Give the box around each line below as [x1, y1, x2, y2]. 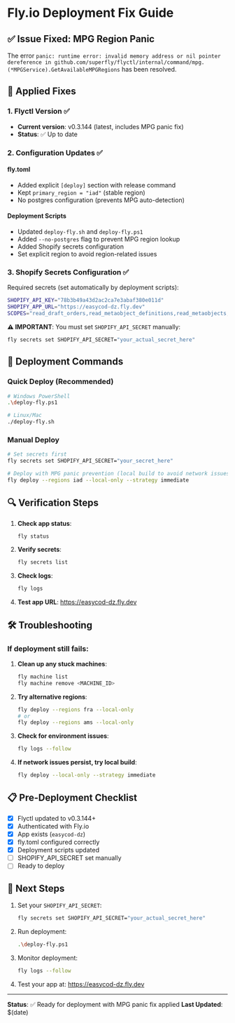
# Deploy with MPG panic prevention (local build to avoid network [7, 470, 208, 477]
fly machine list [17, 673, 69, 680]
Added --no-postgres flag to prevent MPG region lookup [17, 235, 180, 244]
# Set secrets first [7, 451, 68, 458]
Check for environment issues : [17, 732, 110, 740]
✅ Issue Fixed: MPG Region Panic [7, 33, 155, 45]
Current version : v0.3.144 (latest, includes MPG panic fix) [17, 122, 184, 131]
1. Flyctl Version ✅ [7, 107, 70, 117]
